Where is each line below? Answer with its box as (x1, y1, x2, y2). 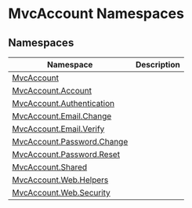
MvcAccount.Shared (12, 162, 88, 173)
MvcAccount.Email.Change (12, 111, 112, 122)
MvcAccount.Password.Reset (12, 149, 120, 159)
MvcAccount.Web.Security (12, 188, 111, 198)
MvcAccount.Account (12, 86, 92, 96)
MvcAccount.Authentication (12, 98, 115, 108)
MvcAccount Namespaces (8, 5, 184, 23)
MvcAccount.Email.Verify (12, 123, 105, 134)
